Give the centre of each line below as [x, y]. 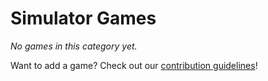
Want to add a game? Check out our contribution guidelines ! [134, 65]
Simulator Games [83, 18]
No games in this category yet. [74, 46]
